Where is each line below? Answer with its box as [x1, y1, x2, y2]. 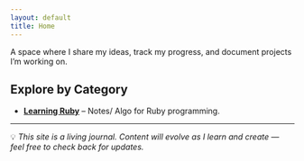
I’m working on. [10, 56, 68, 67]
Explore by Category [10, 82, 129, 97]
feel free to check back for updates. [10, 141, 144, 153]
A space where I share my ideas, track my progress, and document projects [10, 46, 292, 57]
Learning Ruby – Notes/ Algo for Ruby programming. [23, 105, 220, 117]
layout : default [10, 13, 71, 22]
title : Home [10, 22, 55, 31]
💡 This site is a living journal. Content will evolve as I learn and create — [10, 131, 280, 142]
